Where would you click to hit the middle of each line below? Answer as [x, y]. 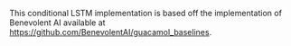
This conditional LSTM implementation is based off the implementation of [146, 13]
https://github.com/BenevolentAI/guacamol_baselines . [111, 32]
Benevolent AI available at [57, 23]
